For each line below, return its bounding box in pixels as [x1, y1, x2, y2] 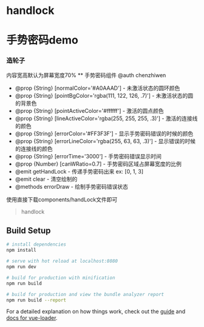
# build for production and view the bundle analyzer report [6, 291, 165, 297]
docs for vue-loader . [6, 314, 58, 322]
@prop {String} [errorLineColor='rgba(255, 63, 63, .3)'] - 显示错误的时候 [15, 137, 196, 144]
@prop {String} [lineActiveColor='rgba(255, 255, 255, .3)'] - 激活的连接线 [15, 115, 198, 122]
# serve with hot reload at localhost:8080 [6, 258, 118, 265]
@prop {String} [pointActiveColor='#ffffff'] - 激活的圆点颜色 [15, 107, 164, 114]
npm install [6, 247, 36, 254]
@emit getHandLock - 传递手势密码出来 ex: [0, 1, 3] [15, 167, 144, 175]
